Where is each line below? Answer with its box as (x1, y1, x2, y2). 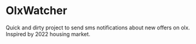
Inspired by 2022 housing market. (5, 30, 91, 37)
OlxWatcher (5, 4, 68, 18)
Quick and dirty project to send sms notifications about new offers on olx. (5, 24, 190, 31)
